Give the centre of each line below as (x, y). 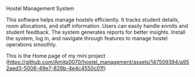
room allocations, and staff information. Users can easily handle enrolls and (97, 26)
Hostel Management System (40, 8)
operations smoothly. (32, 44)
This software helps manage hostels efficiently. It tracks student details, (93, 20)
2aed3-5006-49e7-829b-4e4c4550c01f (55, 68)
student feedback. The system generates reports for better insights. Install (96, 32)
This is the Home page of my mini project (56, 56)
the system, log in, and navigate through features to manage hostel (87, 38)
